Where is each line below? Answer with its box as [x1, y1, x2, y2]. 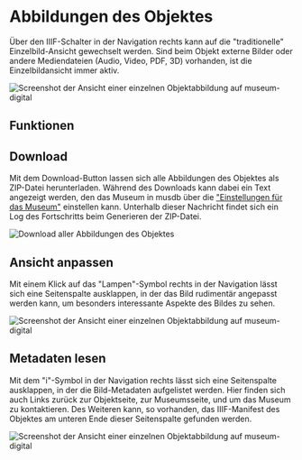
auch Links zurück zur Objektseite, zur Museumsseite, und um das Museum [9, 394, 291, 405]
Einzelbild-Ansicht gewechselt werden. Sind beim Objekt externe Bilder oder [9, 45, 293, 56]
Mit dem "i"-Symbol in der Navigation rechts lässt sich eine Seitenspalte [9, 374, 278, 385]
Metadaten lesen [9, 351, 106, 366]
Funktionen [9, 118, 75, 133]
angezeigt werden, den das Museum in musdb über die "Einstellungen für [9, 192, 283, 203]
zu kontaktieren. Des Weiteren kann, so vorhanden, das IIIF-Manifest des [9, 403, 280, 414]
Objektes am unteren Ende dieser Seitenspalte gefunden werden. [9, 413, 252, 424]
